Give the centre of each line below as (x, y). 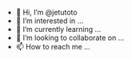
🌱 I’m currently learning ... (58, 29)
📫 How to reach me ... (53, 47)
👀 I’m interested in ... (50, 21)
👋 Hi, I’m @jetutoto (46, 12)
